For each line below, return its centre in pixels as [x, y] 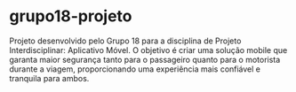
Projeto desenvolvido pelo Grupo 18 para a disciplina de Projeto [125, 41]
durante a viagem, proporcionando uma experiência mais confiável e [135, 69]
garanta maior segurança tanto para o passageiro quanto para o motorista [145, 59]
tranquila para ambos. [49, 78]
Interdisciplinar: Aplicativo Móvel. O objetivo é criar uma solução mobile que [148, 50]
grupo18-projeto [71, 16]
